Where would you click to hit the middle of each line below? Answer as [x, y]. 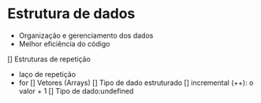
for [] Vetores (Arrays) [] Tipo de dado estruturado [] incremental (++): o [136, 83]
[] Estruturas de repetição [49, 59]
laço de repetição [47, 74]
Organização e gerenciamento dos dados [86, 35]
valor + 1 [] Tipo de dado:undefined [76, 90]
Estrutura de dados [71, 14]
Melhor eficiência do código [64, 43]
